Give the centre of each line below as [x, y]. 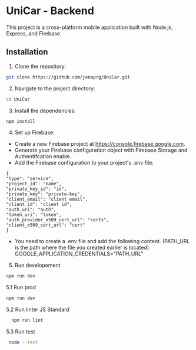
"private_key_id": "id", [36, 189]
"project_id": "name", [34, 184]
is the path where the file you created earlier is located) [82, 248]
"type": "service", [30, 179]
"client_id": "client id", [39, 205]
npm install [21, 121]
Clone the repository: [40, 66]
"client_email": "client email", [47, 199]
